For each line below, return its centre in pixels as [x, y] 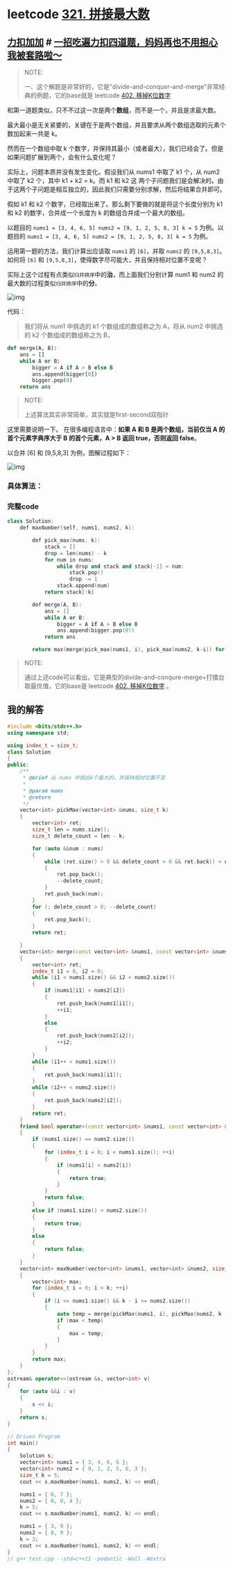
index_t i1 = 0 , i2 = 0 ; [68, 971]
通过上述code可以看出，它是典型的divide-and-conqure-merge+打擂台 [124, 677]
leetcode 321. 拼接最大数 [79, 14]
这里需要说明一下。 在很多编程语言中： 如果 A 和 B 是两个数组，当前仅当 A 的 [116, 429]
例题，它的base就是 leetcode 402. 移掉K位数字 [104, 95]
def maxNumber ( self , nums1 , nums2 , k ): [77, 528]
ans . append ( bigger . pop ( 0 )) [96, 630]
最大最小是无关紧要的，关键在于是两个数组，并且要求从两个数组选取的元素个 [116, 125]
